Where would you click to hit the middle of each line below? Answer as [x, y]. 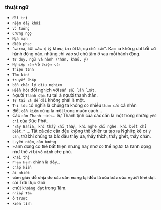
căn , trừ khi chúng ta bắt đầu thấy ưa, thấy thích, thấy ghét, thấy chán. [81, 136]
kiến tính [22, 204]
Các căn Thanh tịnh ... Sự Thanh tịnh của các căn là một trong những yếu [84, 116]
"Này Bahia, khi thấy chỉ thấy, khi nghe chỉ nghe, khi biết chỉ [79, 127]
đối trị [20, 18]
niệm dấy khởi [26, 23]
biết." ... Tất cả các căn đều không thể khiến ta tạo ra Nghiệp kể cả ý [81, 131]
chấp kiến [22, 168]
